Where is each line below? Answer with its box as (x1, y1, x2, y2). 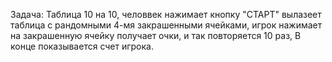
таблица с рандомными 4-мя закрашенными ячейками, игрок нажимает (10, 19, 323, 31)
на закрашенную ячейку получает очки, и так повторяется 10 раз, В (10, 30, 302, 41)
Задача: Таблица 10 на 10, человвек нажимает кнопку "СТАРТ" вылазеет (10, 9, 322, 20)
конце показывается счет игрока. (10, 40, 154, 52)
